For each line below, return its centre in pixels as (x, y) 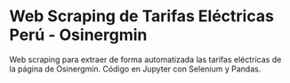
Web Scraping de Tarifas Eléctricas (141, 16)
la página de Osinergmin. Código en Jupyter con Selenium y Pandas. (135, 69)
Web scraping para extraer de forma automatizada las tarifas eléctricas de (145, 59)
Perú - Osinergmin (78, 35)
